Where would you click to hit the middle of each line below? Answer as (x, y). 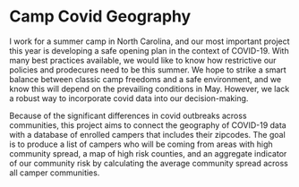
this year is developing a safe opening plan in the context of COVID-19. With (149, 50)
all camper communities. (55, 173)
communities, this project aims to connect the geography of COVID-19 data (148, 125)
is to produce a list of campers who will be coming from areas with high (141, 144)
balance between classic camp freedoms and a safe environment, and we (145, 79)
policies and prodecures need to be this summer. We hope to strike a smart (148, 70)
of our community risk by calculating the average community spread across (149, 163)
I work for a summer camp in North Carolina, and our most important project (149, 41)
